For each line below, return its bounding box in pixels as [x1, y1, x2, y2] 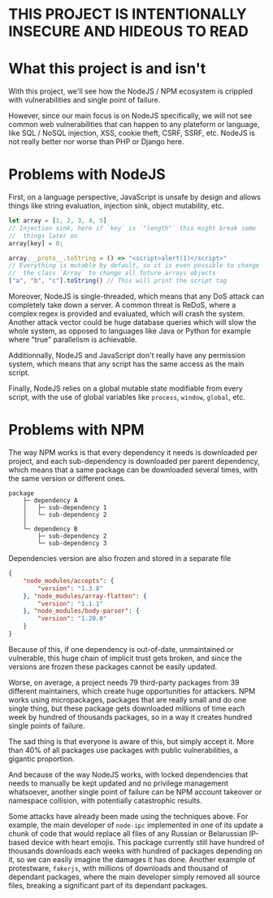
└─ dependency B [23, 525, 79, 533]
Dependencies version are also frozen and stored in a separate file [8, 554, 232, 563]
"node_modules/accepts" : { [23, 576, 115, 585]
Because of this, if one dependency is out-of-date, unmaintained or [8, 644, 234, 654]
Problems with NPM [8, 421, 145, 440]
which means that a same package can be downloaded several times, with [8, 465, 258, 475]
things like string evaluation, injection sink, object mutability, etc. [8, 201, 224, 211]
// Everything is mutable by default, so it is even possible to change [8, 261, 260, 269]
